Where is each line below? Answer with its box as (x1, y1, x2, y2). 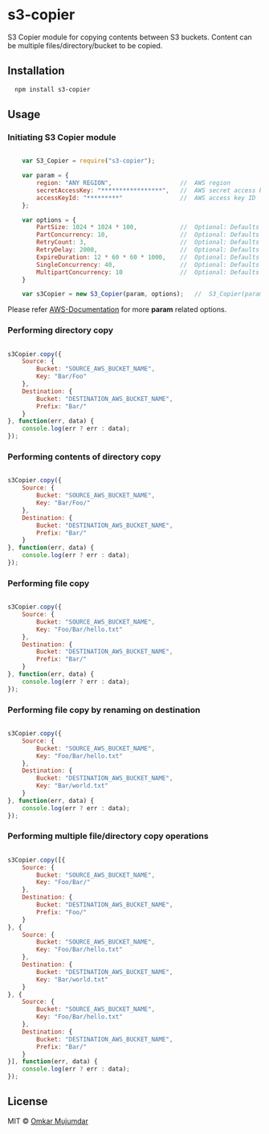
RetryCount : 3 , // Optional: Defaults (36, 239, 260, 247)
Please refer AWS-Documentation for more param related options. (7, 305, 227, 314)
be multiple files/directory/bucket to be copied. (7, 40, 163, 50)
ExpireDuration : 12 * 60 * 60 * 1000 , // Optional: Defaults (36, 253, 260, 261)
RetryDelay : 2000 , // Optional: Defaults (36, 246, 260, 254)
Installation (7, 64, 65, 78)
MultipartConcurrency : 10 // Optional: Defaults (36, 268, 260, 276)
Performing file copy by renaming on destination (7, 704, 201, 715)
